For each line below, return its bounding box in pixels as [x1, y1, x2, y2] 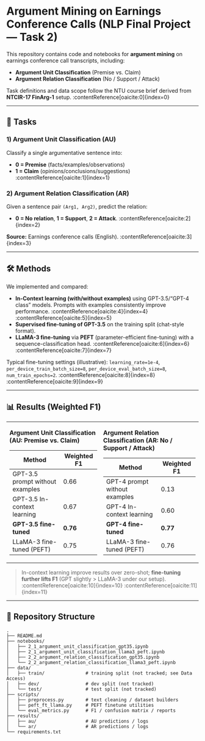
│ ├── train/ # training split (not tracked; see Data [6, 670, 192, 676]
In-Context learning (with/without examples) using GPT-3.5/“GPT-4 [15, 295, 189, 302]
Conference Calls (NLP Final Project [6, 17, 191, 31]
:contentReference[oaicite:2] [118, 215, 191, 222]
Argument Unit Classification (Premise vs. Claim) [15, 68, 142, 76]
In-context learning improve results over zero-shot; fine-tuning [21, 568, 181, 576]
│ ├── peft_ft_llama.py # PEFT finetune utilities [6, 703, 154, 709]
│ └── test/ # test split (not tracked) [6, 686, 157, 693]
